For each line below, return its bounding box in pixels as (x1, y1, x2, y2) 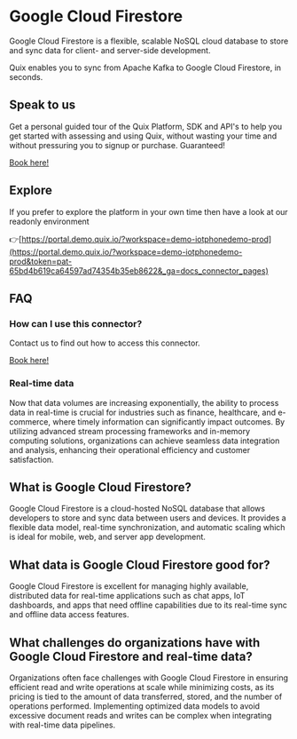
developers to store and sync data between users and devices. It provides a (9, 513, 286, 523)
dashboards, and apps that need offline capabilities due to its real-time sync (9, 600, 288, 610)
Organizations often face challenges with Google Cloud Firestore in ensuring (9, 672, 289, 683)
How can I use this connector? (9, 317, 143, 330)
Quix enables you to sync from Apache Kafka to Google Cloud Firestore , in (9, 62, 282, 73)
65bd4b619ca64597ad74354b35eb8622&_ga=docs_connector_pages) (9, 265, 269, 276)
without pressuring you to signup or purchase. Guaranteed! (9, 139, 226, 150)
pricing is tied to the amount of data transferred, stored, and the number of (9, 691, 283, 702)
